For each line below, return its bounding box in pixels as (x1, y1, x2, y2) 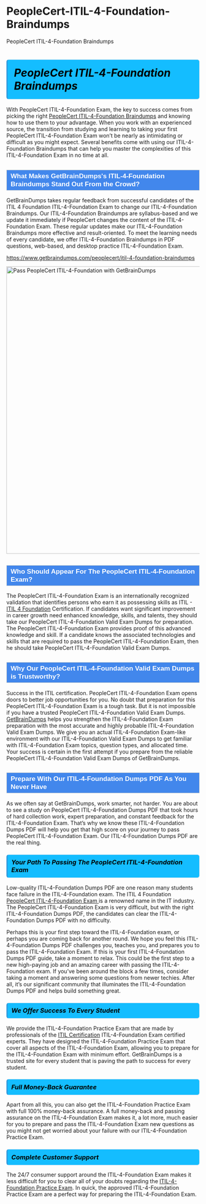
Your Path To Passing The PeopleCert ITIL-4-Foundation (11, 858, 183, 867)
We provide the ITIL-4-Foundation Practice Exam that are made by (6, 1024, 174, 1032)
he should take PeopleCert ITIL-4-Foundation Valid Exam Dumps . (6, 644, 171, 652)
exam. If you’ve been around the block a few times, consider (36, 967, 189, 975)
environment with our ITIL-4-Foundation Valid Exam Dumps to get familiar (6, 734, 193, 742)
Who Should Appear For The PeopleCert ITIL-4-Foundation (10, 567, 195, 576)
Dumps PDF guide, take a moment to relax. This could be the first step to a (6, 954, 195, 962)
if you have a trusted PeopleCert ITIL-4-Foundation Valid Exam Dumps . (6, 709, 186, 716)
